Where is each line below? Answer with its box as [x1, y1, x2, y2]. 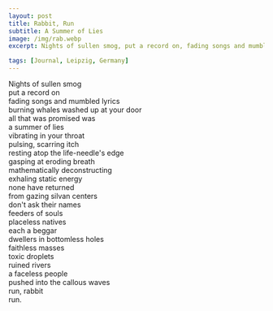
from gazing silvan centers [8, 192, 97, 201]
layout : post [8, 11, 53, 20]
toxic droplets [8, 252, 54, 261]
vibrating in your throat [8, 131, 85, 140]
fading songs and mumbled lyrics [8, 97, 120, 106]
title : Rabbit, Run [8, 19, 75, 28]
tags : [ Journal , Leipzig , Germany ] [8, 57, 129, 65]
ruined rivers [8, 261, 51, 270]
